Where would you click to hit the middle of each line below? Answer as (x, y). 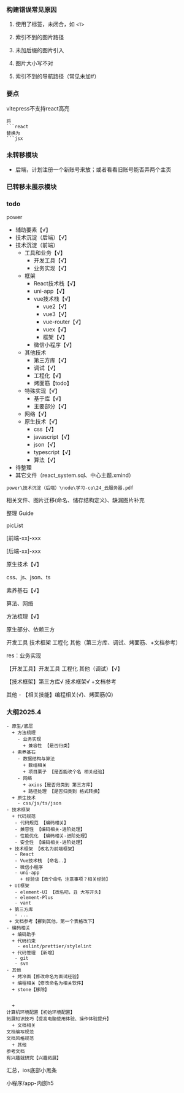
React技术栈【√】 (56, 284)
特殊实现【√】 (42, 391)
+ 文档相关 (24, 1025)
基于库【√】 (49, 399)
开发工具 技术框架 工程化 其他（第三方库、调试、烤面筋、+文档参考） (94, 643)
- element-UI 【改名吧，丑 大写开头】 (59, 892)
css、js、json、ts (29, 577)
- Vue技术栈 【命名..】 (41, 861)
